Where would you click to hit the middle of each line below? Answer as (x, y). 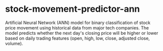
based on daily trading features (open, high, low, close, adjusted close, (78, 38)
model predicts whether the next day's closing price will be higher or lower (82, 33)
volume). (14, 43)
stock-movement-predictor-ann (73, 9)
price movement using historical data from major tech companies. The (77, 27)
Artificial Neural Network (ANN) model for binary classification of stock (78, 23)
